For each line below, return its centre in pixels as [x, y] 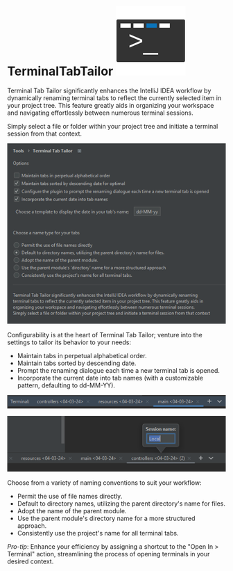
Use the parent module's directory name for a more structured [106, 518]
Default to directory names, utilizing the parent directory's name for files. [121, 504]
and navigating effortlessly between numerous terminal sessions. [100, 113]
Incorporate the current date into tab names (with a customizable [110, 378]
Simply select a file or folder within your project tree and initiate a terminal [113, 126]
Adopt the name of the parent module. [72, 511]
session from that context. [44, 134]
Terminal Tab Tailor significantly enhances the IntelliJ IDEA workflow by [109, 90]
